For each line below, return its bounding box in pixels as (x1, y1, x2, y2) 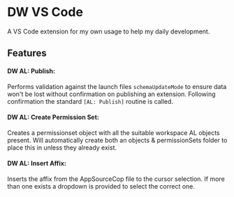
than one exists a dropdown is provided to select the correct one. (7, 182, 196, 190)
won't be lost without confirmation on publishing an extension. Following (7, 90, 216, 98)
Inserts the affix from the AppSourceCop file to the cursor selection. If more (7, 175, 225, 183)
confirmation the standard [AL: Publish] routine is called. (7, 97, 173, 105)
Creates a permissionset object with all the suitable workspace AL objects (7, 128, 220, 136)
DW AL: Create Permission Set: (7, 113, 100, 122)
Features (7, 47, 47, 59)
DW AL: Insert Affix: (7, 159, 66, 168)
